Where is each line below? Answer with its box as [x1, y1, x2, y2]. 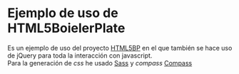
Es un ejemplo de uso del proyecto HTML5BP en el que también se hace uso [7, 43, 233, 52]
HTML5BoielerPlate [7, 20, 126, 36]
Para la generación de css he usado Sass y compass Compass [7, 58, 193, 67]
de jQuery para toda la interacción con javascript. [7, 51, 153, 60]
